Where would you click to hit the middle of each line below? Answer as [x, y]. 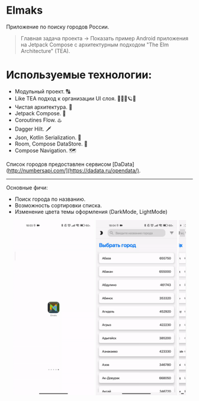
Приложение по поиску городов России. [58, 27]
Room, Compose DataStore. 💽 [51, 144]
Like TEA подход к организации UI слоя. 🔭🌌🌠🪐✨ [75, 98]
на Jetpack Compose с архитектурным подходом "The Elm [94, 45]
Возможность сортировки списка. [58, 205]
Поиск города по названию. [50, 199]
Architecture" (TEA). [45, 50]
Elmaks [25, 10]
